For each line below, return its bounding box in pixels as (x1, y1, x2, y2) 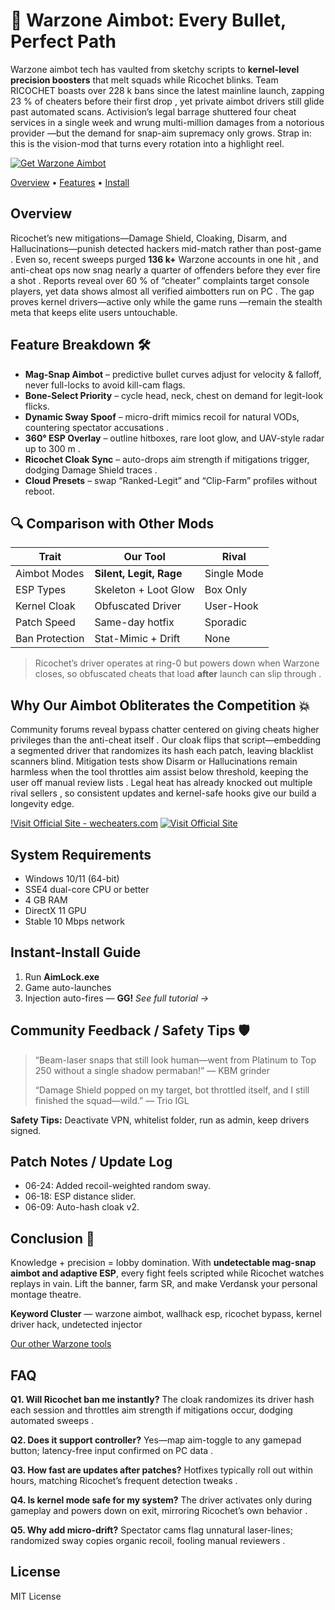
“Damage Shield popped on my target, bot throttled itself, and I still (34, 1084, 310, 1096)
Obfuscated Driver (94, 599, 182, 613)
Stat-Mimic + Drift (94, 632, 181, 646)
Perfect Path (10, 30, 117, 53)
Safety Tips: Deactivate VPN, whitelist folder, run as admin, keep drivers (10, 1114, 310, 1126)
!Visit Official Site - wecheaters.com (10, 817, 158, 829)
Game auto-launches (24, 981, 112, 993)
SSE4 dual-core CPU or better (24, 884, 150, 895)
